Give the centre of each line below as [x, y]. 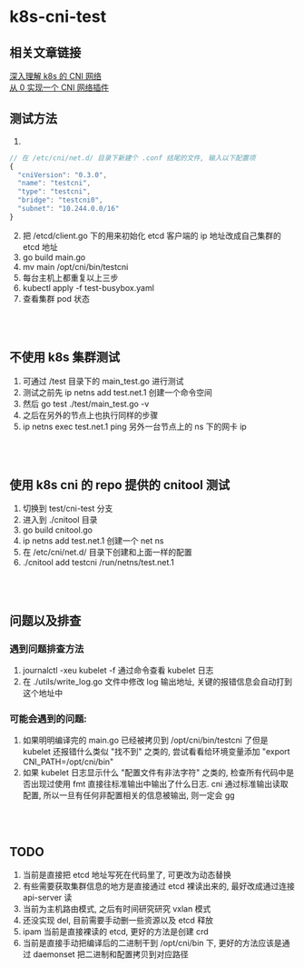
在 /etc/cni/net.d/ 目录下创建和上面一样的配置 [107, 553]
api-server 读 [47, 898]
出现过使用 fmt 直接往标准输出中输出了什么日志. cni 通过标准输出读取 [159, 784]
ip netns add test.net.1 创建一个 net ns [93, 541]
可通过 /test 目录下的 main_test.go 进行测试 [103, 381]
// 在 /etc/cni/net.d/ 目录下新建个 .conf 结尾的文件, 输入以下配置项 [132, 158]
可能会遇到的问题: [49, 719]
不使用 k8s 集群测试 [65, 358]
